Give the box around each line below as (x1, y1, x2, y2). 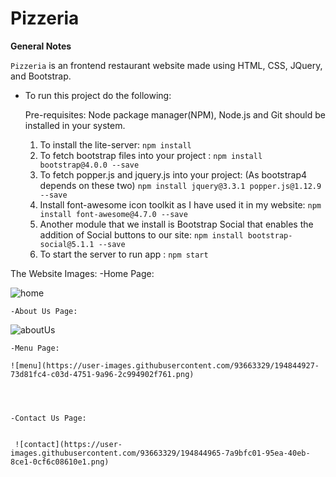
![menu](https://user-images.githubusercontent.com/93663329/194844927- (10, 360, 320, 371)
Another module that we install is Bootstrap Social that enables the (39, 218, 314, 230)
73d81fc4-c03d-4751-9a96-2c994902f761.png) (10, 369, 195, 379)
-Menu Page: (10, 343, 60, 353)
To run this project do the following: (24, 89, 172, 101)
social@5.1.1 (39, 239, 95, 249)
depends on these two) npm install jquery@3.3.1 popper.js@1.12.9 (39, 179, 322, 191)
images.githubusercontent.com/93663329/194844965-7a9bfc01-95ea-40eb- (10, 448, 311, 458)
